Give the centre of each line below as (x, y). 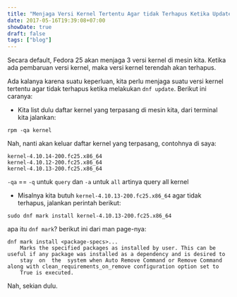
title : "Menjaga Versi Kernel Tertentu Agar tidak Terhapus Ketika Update (120, 14)
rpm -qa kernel (30, 131)
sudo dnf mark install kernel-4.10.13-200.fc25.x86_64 (90, 216)
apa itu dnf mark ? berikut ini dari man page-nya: (77, 229)
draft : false (26, 34)
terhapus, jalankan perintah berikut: (69, 203)
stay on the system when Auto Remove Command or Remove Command (121, 261)
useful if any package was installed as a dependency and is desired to (116, 255)
